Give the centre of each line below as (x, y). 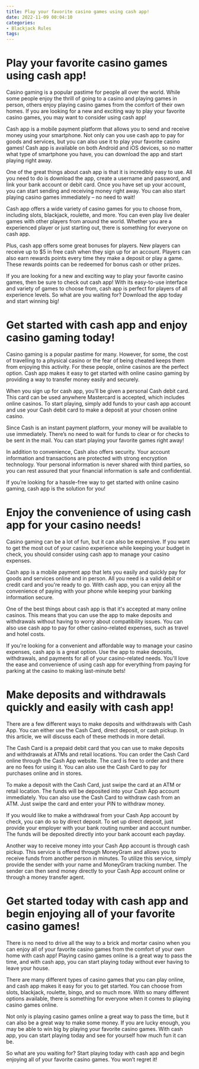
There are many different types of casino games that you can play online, (95, 979)
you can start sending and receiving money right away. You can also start (96, 191)
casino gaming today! (61, 338)
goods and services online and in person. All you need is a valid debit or (94, 578)
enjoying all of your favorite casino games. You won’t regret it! (82, 1059)
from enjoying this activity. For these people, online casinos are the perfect (97, 367)
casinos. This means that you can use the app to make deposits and (89, 615)
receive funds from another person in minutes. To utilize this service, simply (99, 858)
